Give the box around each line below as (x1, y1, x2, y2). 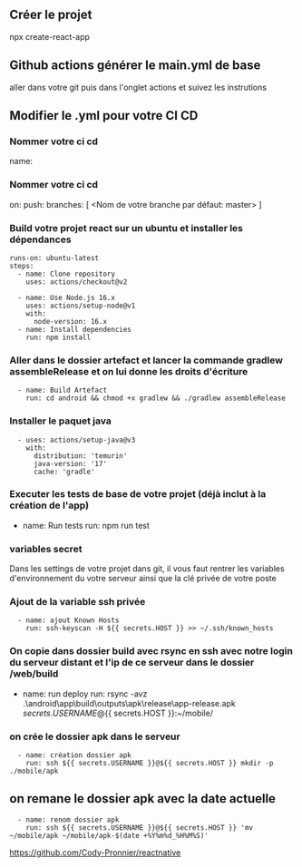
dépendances (9, 233, 72, 246)
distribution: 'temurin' (33, 451, 128, 461)
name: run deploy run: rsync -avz (22, 688, 148, 699)
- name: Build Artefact (17, 385, 107, 395)
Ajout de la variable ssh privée (9, 596, 146, 609)
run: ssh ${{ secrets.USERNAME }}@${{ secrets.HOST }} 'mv (25, 823, 254, 833)
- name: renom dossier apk (17, 815, 120, 824)
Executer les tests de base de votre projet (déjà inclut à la (9, 488, 267, 501)
